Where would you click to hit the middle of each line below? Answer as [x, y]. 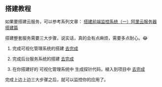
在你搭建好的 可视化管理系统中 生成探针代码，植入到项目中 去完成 [79, 69]
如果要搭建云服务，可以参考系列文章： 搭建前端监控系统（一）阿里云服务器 [81, 22]
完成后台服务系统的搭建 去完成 [43, 59]
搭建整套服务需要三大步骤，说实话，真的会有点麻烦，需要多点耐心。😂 [77, 38]
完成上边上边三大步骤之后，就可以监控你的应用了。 [57, 79]
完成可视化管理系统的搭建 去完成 [45, 48]
